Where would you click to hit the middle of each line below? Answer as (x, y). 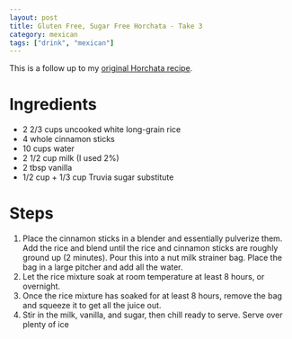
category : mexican (44, 34)
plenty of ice (45, 325)
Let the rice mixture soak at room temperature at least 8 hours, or (143, 277)
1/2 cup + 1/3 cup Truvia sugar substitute (98, 177)
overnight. (41, 286)
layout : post (34, 18)
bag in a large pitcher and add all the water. (102, 267)
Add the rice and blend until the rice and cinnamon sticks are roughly (150, 248)
